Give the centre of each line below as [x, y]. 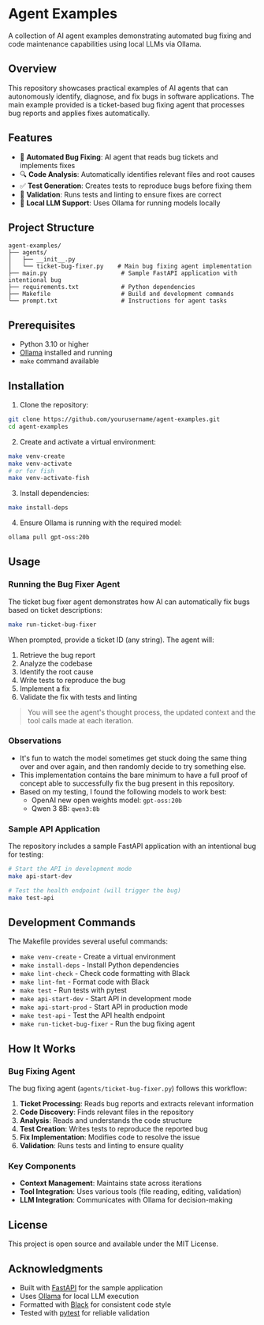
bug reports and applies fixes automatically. [79, 113]
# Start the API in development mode [70, 869]
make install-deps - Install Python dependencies [99, 965]
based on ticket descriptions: [55, 610]
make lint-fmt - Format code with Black [84, 982]
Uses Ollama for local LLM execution [79, 1297]
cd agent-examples [38, 426]
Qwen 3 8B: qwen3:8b [65, 808]
